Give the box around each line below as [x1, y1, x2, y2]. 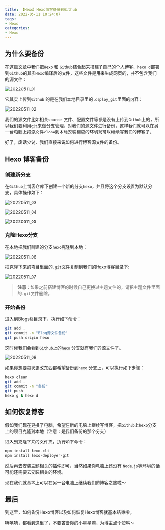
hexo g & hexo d [5, 393, 38, 398]
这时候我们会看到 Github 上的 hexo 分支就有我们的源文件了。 [5, 345, 124, 351]
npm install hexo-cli [5, 448, 50, 453]
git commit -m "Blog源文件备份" [5, 330, 68, 335]
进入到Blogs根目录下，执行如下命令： [5, 316, 81, 322]
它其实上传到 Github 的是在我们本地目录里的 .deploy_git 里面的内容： [5, 96, 143, 102]
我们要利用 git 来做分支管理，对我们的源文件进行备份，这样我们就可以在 [9, 122, 154, 129]
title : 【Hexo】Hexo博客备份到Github [5, 7, 77, 12]
